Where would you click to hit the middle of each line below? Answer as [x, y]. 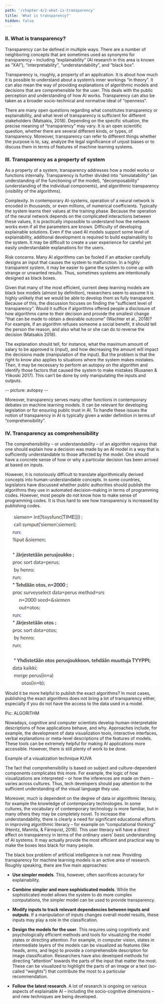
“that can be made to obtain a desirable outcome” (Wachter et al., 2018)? [79, 319]
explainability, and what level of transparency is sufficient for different [75, 115]
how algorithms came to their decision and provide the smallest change [77, 313]
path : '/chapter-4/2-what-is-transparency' [50, 10]
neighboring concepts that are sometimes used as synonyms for [70, 55]
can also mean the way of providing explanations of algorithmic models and [82, 85]
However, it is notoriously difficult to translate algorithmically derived [74, 474]
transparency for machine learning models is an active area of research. [78, 860]
